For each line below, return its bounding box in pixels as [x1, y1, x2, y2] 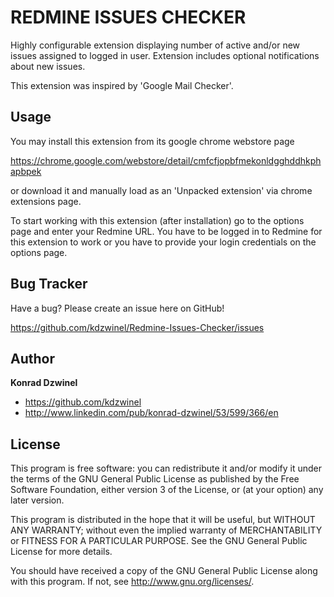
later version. [10, 494, 65, 506]
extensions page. [10, 195, 82, 207]
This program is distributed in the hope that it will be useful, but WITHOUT [10, 514, 316, 526]
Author [10, 350, 55, 367]
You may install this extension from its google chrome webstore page [10, 135, 295, 147]
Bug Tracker [10, 276, 88, 293]
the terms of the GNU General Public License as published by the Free [10, 473, 300, 485]
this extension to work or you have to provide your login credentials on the [10, 236, 317, 248]
